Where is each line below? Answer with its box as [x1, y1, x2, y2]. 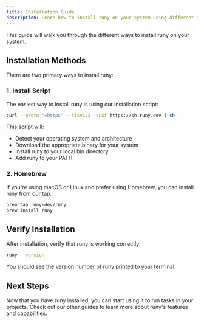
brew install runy [6, 207, 53, 214]
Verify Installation [6, 224, 75, 234]
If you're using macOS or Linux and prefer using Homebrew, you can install [6, 183, 194, 190]
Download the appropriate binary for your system [15, 141, 138, 149]
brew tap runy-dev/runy [6, 201, 67, 207]
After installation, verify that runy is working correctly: [6, 240, 141, 248]
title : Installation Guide [6, 9, 75, 15]
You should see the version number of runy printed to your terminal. [6, 263, 176, 271]
